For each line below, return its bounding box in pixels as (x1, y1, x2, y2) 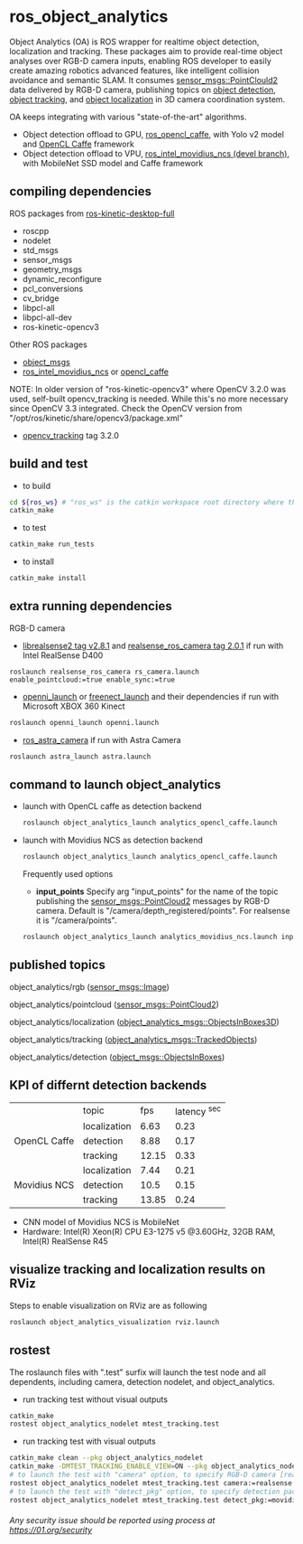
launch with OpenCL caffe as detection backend (22, 801, 202, 812)
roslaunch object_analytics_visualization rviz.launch (9, 1317, 220, 1326)
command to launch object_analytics (9, 777, 222, 793)
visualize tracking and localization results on (9, 1262, 266, 1277)
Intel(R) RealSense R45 (22, 1236, 108, 1247)
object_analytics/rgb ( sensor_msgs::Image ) (9, 981, 170, 992)
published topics (9, 957, 106, 973)
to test (22, 523, 47, 533)
